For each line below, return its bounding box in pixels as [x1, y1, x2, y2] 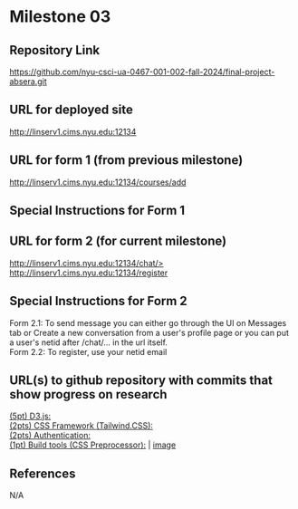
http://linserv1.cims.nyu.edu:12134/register [9, 267, 168, 278]
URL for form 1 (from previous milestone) [9, 152, 244, 168]
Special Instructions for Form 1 [9, 203, 186, 218]
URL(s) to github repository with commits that [9, 373, 274, 389]
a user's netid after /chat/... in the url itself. [9, 337, 168, 348]
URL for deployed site [9, 102, 133, 118]
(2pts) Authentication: [9, 430, 91, 441]
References [9, 466, 76, 481]
